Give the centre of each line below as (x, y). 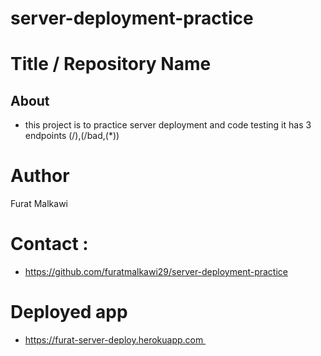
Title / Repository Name (111, 64)
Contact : (49, 244)
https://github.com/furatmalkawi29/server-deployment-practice (156, 272)
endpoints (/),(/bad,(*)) (72, 136)
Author (40, 176)
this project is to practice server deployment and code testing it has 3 (168, 125)
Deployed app (69, 312)
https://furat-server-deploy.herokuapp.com (114, 340)
